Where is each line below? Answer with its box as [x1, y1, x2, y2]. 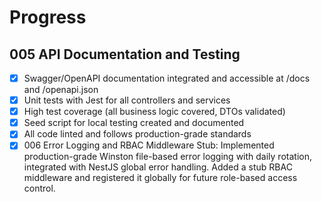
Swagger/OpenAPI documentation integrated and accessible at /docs [23, 72, 311, 84]
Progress [9, 6, 87, 29]
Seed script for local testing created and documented [23, 117, 245, 129]
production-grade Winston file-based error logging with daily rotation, [23, 151, 312, 163]
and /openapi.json [23, 84, 99, 96]
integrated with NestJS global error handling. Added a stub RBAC [23, 161, 293, 173]
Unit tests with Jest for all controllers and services [23, 94, 231, 106]
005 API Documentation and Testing [9, 46, 241, 63]
